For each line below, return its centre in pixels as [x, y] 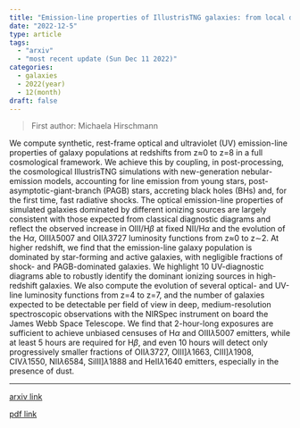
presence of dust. [42, 371]
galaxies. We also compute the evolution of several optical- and [157, 286]
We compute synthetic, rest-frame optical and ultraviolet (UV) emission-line [149, 143]
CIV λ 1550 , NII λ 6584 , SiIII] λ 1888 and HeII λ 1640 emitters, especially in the [144, 362]
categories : [31, 68]
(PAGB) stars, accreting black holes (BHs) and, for [195, 191]
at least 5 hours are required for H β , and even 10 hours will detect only [138, 343]
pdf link [23, 414]
